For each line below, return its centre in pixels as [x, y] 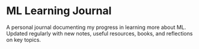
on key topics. [23, 40]
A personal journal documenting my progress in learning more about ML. [96, 27]
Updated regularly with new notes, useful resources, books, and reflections [99, 33]
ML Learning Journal [59, 11]
